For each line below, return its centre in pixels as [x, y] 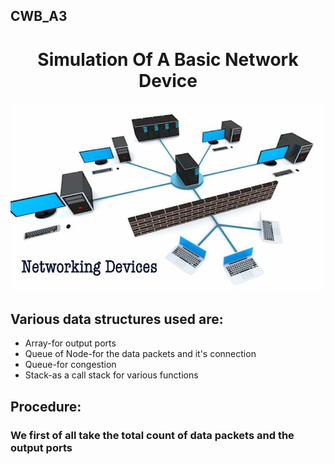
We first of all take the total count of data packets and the [152, 435]
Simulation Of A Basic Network [168, 59]
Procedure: [46, 406]
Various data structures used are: [117, 319]
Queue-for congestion [70, 365]
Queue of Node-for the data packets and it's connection [140, 354]
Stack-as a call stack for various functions [111, 375]
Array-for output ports [70, 343]
